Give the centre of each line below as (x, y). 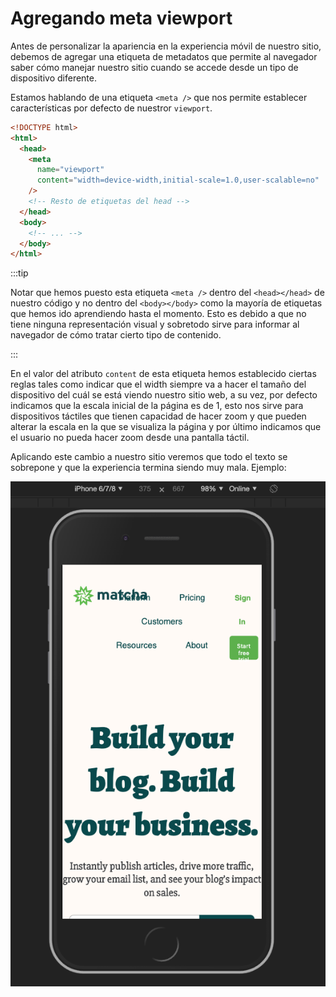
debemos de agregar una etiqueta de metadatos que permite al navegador (164, 56)
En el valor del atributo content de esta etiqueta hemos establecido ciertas (163, 374)
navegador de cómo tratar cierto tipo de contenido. (116, 335)
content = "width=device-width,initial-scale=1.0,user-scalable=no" (178, 180)
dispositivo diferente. (54, 78)
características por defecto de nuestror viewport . (111, 108)
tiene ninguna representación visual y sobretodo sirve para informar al (155, 324)
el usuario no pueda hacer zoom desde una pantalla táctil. (130, 438)
